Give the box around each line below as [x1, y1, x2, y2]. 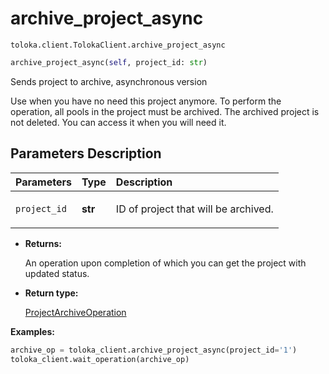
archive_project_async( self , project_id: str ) [10, 57, 208, 67]
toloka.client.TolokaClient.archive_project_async [10, 40, 226, 50]
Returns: [24, 237, 63, 249]
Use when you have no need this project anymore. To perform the [10, 95, 282, 107]
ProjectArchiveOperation [24, 306, 127, 318]
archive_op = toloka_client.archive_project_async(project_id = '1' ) [10, 345, 298, 355]
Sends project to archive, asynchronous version [10, 75, 208, 87]
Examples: [10, 325, 55, 337]
